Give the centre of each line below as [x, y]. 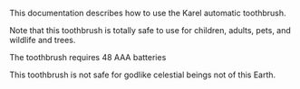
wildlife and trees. [43, 40]
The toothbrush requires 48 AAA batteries [88, 57]
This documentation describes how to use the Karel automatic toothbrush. [148, 13]
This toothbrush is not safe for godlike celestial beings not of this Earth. [143, 75]
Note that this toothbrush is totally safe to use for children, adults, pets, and [150, 30]
